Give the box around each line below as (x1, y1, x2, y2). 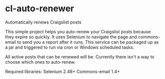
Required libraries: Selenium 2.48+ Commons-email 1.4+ (5, 68, 120, 74)
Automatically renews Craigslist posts (5, 19, 82, 25)
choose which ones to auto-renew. (5, 59, 76, 65)
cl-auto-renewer (5, 3, 74, 14)
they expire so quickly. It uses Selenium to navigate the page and (5, 34, 137, 40)
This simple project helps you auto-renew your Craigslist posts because (5, 28, 151, 34)
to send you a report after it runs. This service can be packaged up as (17, 39, 159, 45)
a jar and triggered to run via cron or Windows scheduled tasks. (5, 44, 134, 50)
